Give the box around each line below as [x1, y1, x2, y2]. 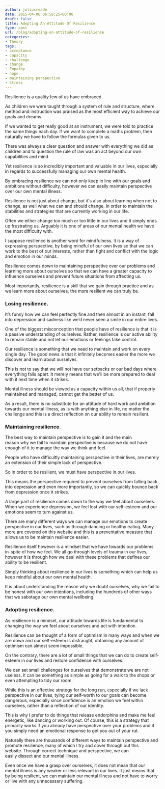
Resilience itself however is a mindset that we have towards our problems [5, 544, 154, 550]
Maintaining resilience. [5, 423, 61, 430]
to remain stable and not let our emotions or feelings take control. [5, 336, 137, 342]
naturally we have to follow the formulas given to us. [5, 134, 111, 139]
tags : [5, 44, 16, 49]
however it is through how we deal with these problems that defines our [5, 554, 150, 560]
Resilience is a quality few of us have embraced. [5, 94, 103, 100]
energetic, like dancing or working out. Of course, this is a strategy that [5, 717, 149, 723]
